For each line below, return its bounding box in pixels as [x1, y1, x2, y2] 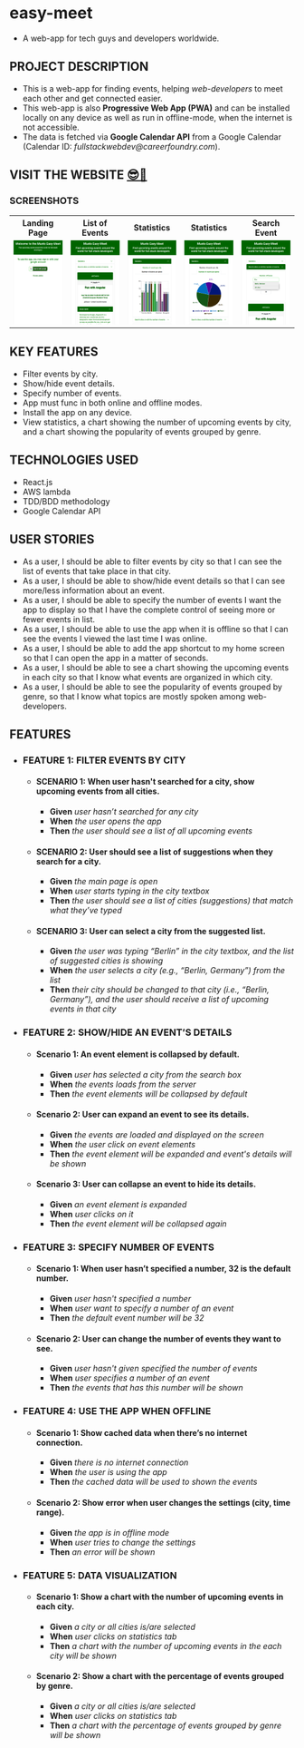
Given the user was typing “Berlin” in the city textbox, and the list [49, 946, 294, 957]
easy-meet [9, 3, 93, 24]
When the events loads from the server [49, 1079, 196, 1089]
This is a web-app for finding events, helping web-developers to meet [22, 83, 283, 93]
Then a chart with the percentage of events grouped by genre [49, 1720, 282, 1731]
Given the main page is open [49, 876, 158, 887]
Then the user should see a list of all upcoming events [49, 825, 253, 836]
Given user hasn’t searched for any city [49, 806, 199, 817]
